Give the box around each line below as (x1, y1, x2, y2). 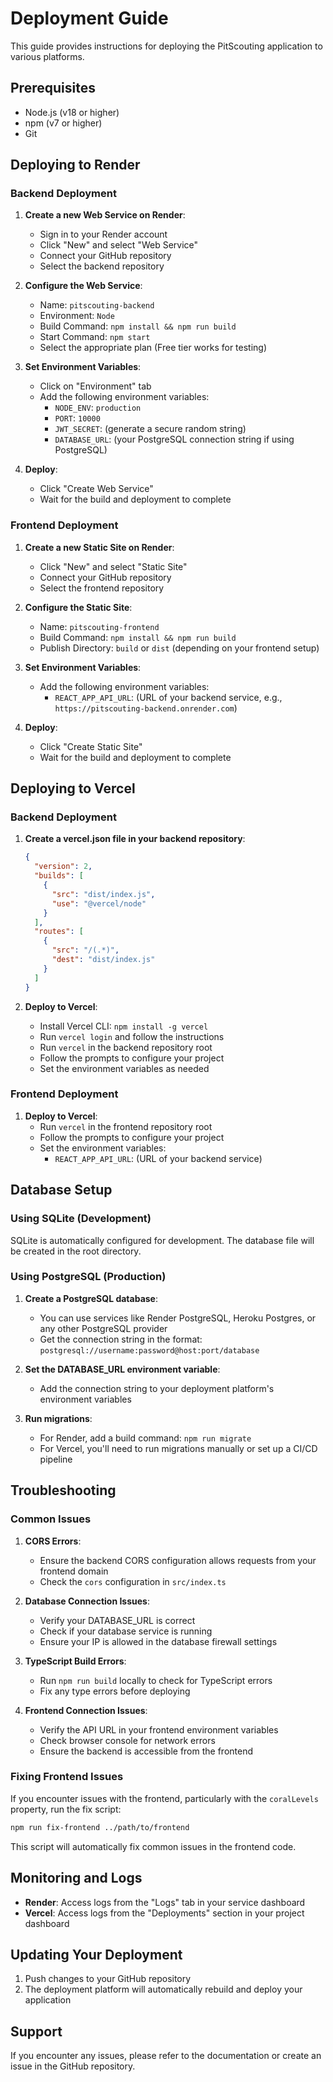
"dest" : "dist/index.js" (51, 955, 156, 965)
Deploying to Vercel (10, 780, 136, 797)
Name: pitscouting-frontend (39, 620, 160, 632)
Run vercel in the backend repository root (39, 1041, 213, 1053)
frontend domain (39, 1565, 109, 1577)
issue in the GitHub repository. (10, 2060, 136, 2072)
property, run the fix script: (10, 1803, 122, 1815)
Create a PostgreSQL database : (24, 1292, 158, 1304)
